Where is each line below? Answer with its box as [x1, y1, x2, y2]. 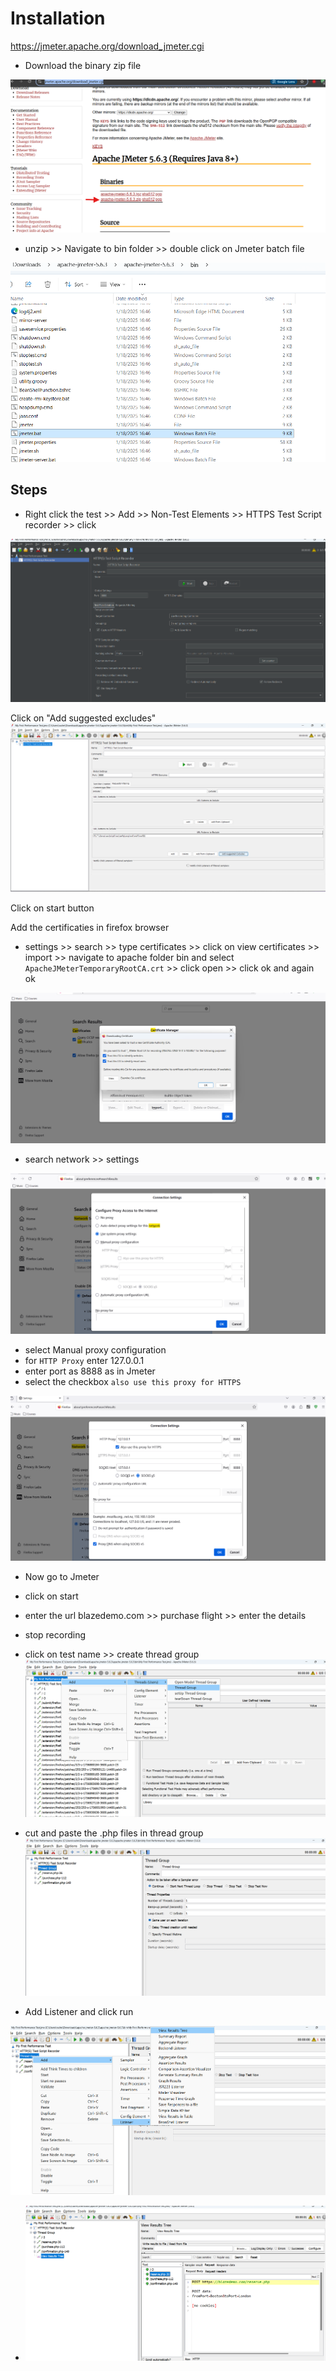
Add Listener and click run [24, 2005, 134, 2017]
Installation [10, 7, 106, 30]
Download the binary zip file [24, 59, 142, 71]
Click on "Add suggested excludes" [10, 712, 157, 724]
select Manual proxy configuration [24, 1343, 167, 1356]
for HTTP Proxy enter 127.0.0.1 [24, 1354, 145, 1366]
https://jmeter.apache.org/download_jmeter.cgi [10, 40, 205, 52]
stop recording [24, 1629, 86, 1641]
